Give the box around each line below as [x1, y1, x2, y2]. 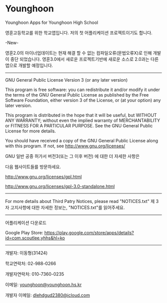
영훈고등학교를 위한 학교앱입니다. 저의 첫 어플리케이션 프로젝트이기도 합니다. [5, 29, 153, 35]
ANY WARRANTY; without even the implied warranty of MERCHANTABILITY [5, 117, 161, 123]
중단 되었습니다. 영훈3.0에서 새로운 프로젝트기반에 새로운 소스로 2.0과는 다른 [10, 56, 159, 62]
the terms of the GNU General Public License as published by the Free [5, 92, 149, 98]
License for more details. [5, 128, 56, 134]
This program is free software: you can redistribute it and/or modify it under [5, 87, 160, 93]
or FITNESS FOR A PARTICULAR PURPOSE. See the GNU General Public [5, 122, 153, 128]
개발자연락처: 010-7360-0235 [5, 271, 65, 277]
